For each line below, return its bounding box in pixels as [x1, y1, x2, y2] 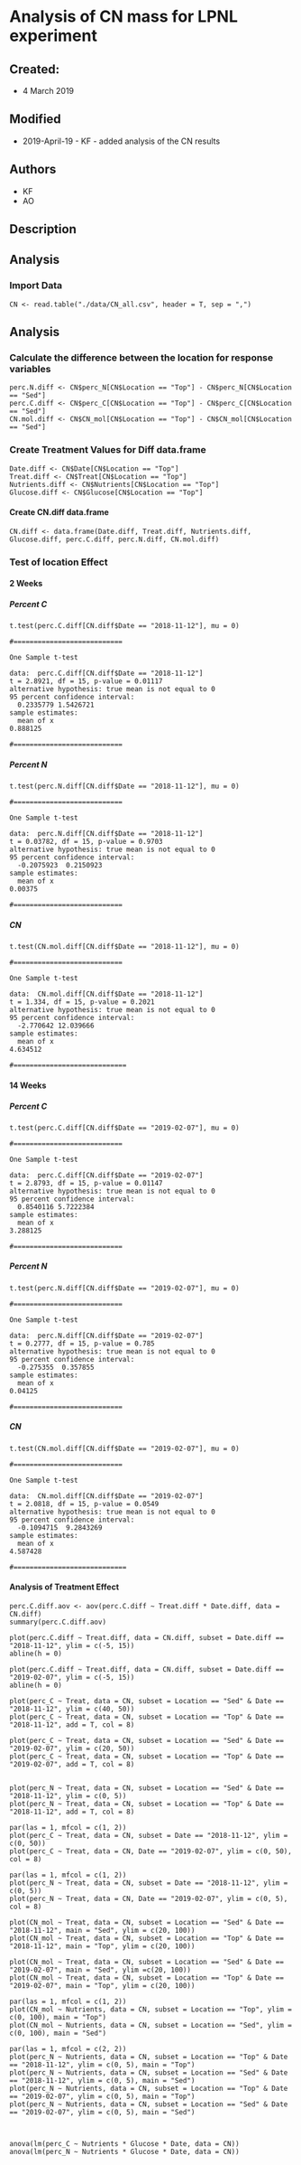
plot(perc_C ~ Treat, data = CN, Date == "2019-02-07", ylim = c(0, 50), [9, 1847, 293, 1856]
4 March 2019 [22, 86, 75, 96]
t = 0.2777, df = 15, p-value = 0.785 [9, 1339, 155, 1348]
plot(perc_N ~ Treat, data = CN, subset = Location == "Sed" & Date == [9, 1784, 284, 1793]
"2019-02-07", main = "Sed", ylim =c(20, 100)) [9, 1965, 192, 1975]
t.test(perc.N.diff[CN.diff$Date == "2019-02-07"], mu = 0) [9, 1283, 241, 1293]
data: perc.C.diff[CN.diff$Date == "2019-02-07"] [9, 1170, 204, 1180]
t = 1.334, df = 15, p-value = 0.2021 [9, 998, 155, 1007]
